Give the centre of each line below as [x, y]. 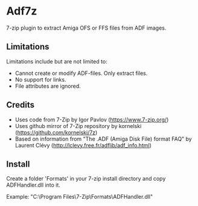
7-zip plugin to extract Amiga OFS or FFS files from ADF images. [86, 28]
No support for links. [40, 79]
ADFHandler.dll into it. [33, 185]
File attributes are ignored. [48, 86]
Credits [21, 105]
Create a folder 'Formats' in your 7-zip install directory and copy [86, 179]
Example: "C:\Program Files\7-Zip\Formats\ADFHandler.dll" [80, 197]
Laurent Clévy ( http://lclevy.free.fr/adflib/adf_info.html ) [83, 145]
